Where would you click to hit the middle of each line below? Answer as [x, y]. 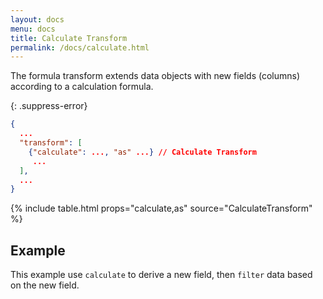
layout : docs [37, 19]
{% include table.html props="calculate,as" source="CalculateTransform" [161, 208]
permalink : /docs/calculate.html [80, 47]
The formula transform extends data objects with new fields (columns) [155, 76]
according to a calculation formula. [82, 87]
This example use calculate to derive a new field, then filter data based [161, 275]
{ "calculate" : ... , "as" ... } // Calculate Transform [142, 152]
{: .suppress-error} [49, 106]
